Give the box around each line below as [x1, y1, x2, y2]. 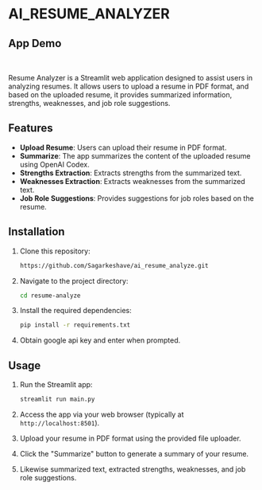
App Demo [8, 37, 62, 50]
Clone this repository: [19, 246, 91, 256]
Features [8, 121, 53, 135]
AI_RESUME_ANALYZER [8, 5, 171, 23]
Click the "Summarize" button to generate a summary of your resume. [19, 449, 249, 458]
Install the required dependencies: [19, 306, 133, 316]
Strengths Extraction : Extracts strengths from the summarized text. [19, 168, 242, 178]
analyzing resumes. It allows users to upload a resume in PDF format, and [8, 81, 249, 91]
